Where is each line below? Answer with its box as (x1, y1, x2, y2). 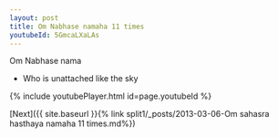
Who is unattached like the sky (22, 73, 139, 84)
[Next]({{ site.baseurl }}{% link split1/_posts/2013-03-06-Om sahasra (9, 109, 270, 120)
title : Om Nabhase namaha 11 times (9, 22, 145, 31)
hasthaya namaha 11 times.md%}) (9, 118, 136, 129)
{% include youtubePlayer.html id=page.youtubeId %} (9, 90, 212, 101)
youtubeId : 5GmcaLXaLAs (9, 30, 100, 39)
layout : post (9, 13, 59, 23)
